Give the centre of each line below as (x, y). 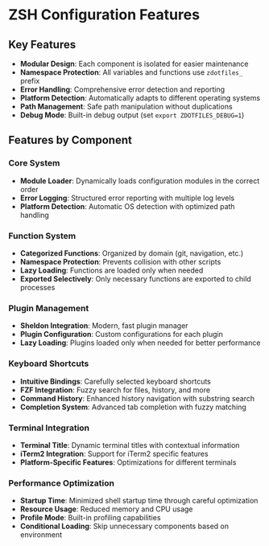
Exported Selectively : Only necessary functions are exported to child (135, 278)
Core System (34, 163)
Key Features (42, 45)
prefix (30, 81)
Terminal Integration (49, 428)
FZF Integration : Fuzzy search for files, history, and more (115, 390)
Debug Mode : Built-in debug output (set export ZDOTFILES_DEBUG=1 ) (132, 115)
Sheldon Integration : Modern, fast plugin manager (104, 326)
